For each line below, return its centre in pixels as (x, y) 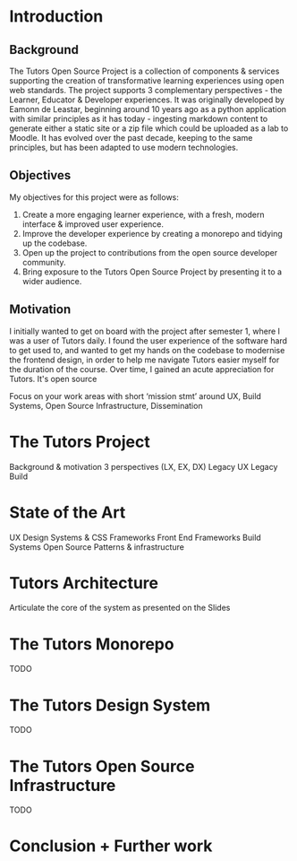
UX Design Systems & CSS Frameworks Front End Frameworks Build (135, 537)
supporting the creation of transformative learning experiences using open (147, 81)
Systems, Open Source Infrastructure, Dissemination (106, 405)
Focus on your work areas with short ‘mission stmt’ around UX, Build (136, 396)
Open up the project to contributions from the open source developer (150, 252)
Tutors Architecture (84, 583)
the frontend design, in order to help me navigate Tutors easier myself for (144, 360)
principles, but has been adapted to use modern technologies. (124, 147)
